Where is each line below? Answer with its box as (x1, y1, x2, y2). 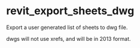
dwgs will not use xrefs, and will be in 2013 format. (6, 35, 131, 42)
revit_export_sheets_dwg (6, 4, 135, 18)
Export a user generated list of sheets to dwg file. (6, 24, 128, 31)
